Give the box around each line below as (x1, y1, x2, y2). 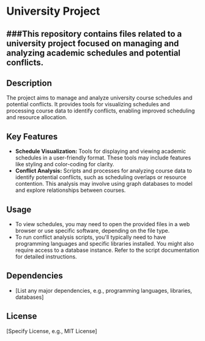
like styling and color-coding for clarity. (15, 161, 114, 168)
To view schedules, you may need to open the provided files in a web (15, 221, 190, 228)
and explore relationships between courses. (15, 186, 126, 194)
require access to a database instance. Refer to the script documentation (15, 246, 199, 254)
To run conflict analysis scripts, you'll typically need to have (15, 233, 166, 241)
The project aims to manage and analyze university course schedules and (6, 94, 193, 101)
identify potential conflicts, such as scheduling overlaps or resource (15, 174, 187, 181)
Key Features (6, 131, 58, 142)
